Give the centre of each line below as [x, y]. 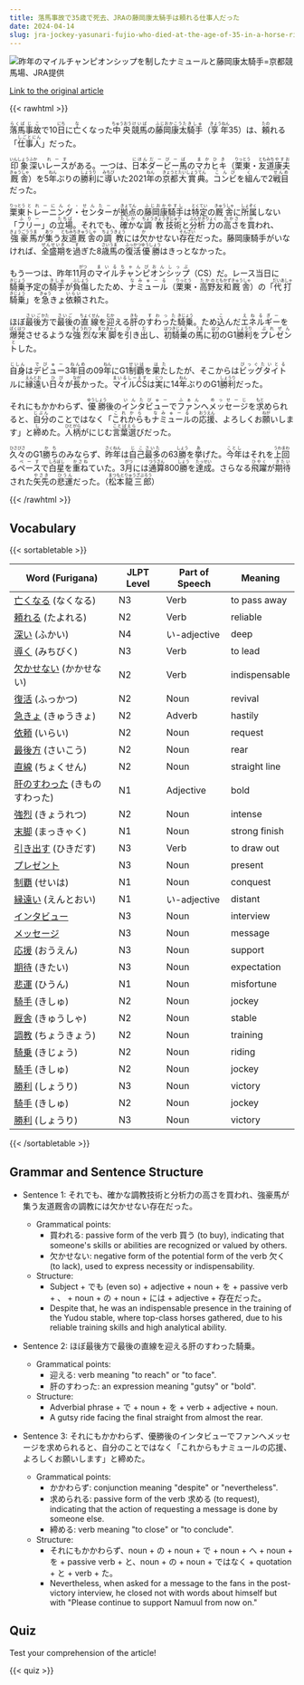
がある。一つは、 [100, 166]
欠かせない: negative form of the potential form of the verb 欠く [167, 1256]
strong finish [257, 832]
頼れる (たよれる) [51, 618]
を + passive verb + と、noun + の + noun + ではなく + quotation [171, 1562]
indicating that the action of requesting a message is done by [164, 1509]
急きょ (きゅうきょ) [55, 717]
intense [246, 814]
